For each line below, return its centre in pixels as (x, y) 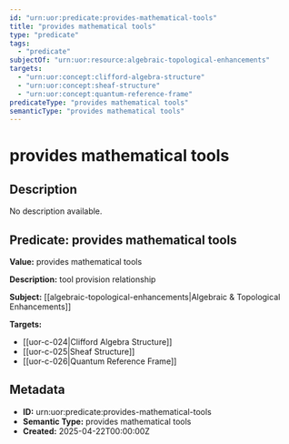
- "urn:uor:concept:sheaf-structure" (89, 86)
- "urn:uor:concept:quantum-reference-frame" (105, 94)
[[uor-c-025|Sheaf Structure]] (79, 352)
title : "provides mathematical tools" (83, 26)
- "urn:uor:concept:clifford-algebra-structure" (111, 77)
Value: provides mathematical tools (76, 262)
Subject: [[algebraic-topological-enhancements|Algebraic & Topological (145, 298)
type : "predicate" (44, 35)
